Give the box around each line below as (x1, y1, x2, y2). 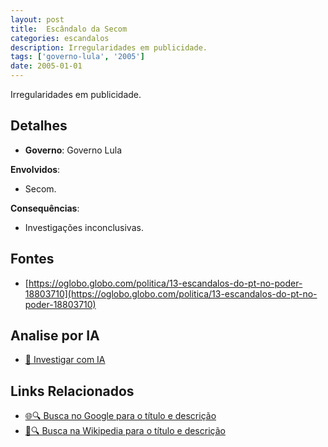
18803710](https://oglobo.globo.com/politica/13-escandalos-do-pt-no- (24, 287, 318, 300)
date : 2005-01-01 (10, 61, 83, 71)
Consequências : (10, 202, 80, 214)
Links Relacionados (10, 382, 135, 400)
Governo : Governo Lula (24, 144, 123, 156)
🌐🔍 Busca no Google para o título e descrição (24, 410, 217, 422)
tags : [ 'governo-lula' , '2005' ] (10, 52, 145, 62)
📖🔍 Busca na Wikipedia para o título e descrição (24, 425, 226, 437)
